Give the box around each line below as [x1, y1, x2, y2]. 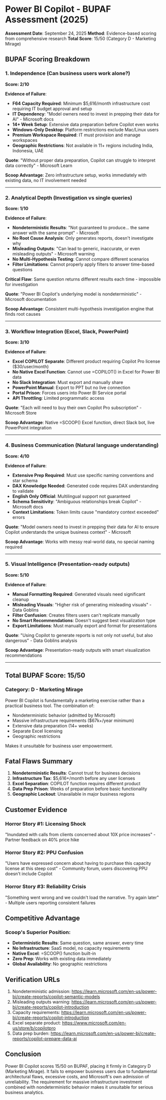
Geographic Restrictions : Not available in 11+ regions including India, [12, 142, 154, 148]
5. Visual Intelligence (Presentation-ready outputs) [5, 561, 130, 568]
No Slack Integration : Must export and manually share [12, 380, 124, 385]
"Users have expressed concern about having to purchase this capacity [5, 860, 152, 866]
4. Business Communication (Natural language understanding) [5, 442, 159, 449]
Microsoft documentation [5, 296, 57, 302]
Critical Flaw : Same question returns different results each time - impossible [5, 276, 161, 282]
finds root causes [5, 311, 41, 317]
